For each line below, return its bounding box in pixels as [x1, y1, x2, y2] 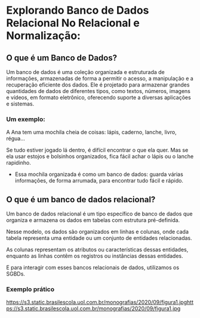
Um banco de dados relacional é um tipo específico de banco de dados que [6, 210, 193, 218]
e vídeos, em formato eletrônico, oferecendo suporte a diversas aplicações [6, 94, 191, 101]
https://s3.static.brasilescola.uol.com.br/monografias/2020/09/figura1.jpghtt [6, 299, 194, 306]
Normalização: [6, 29, 81, 42]
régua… [6, 135, 26, 142]
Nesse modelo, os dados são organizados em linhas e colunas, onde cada [6, 228, 189, 236]
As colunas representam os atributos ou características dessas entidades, [6, 246, 189, 254]
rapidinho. [6, 159, 32, 166]
